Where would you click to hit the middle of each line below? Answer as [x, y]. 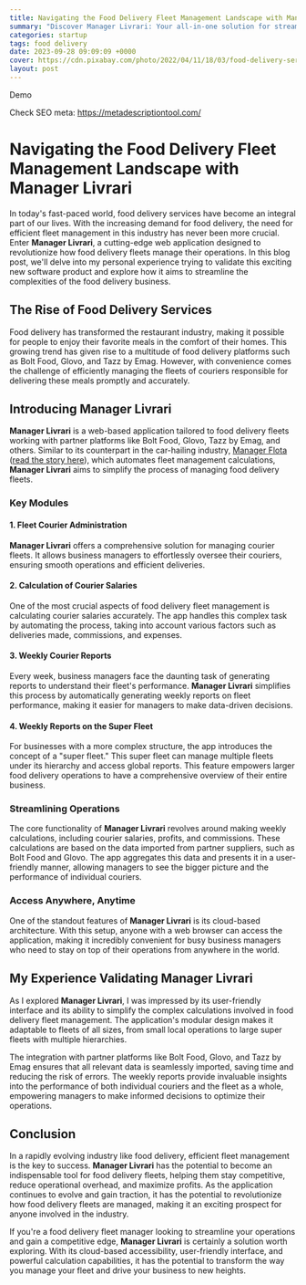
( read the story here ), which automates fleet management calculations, [143, 460]
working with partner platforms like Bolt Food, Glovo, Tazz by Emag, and [145, 441]
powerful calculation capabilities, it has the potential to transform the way [147, 1261]
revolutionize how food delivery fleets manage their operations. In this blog [150, 252]
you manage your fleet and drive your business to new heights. [127, 1270]
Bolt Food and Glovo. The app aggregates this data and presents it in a [142, 858]
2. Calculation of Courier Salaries [74, 586]
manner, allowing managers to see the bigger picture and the [154, 867]
